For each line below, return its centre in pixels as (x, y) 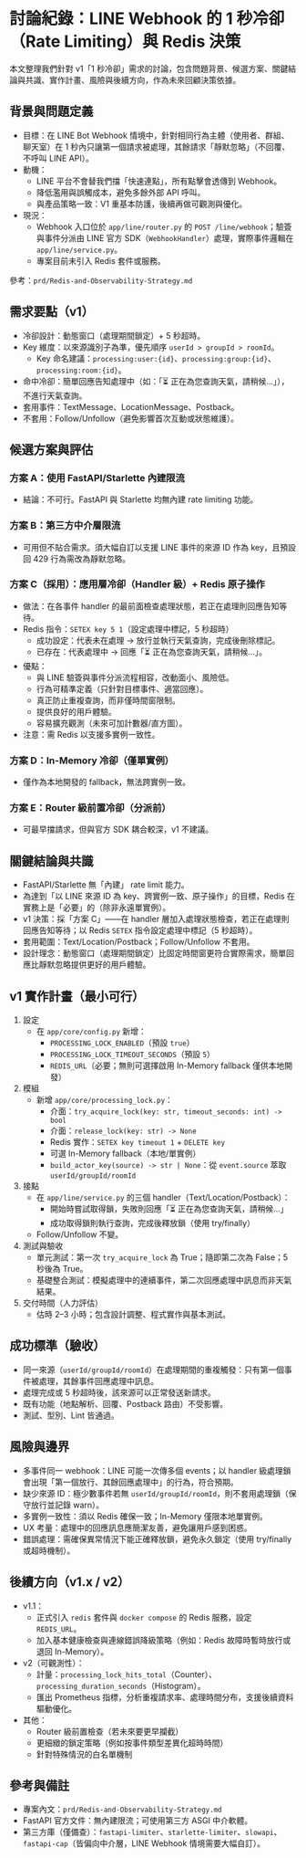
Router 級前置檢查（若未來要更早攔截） (110, 1731)
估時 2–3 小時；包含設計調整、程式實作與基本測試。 (133, 1315)
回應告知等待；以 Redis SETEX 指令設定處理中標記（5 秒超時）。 (140, 930)
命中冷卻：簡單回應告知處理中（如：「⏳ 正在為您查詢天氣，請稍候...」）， (156, 381)
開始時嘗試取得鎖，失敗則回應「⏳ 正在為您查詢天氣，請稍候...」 (169, 1209)
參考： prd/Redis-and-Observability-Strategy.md (101, 280)
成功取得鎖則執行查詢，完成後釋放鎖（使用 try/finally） (152, 1223)
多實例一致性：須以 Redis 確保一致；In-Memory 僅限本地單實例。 (145, 1516)
